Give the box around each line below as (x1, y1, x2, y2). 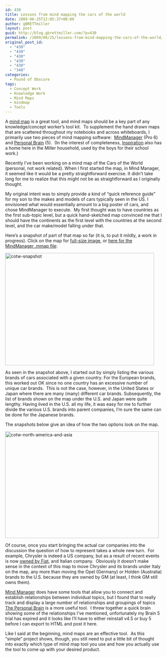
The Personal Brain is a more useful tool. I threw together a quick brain (5, 605, 151, 611)
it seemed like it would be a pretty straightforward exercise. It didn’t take (5, 171, 153, 176)
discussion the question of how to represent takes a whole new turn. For (5, 548, 155, 553)
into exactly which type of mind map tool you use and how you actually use (5, 641, 160, 647)
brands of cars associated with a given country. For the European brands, (5, 375, 156, 380)
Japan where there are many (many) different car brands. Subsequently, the (5, 390, 161, 396)
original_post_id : (5, 40, 43, 45)
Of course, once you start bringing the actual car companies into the (5, 542, 146, 548)
